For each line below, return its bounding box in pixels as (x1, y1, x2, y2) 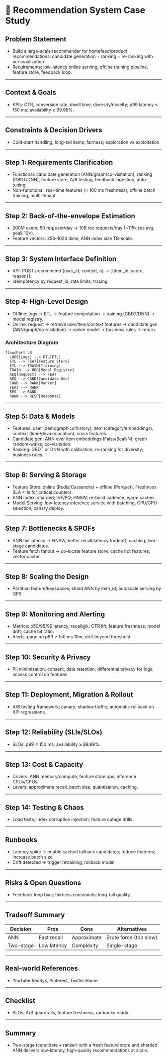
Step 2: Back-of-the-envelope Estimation (5, 212, 136, 220)
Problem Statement (5, 35, 67, 43)
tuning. (12, 182, 27, 188)
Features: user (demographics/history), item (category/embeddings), (12, 425, 154, 431)
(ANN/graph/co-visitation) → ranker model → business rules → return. (12, 326, 157, 333)
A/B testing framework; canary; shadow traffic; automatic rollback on (12, 704, 154, 709)
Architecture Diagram (5, 339, 59, 346)
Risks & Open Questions (5, 878, 81, 887)
